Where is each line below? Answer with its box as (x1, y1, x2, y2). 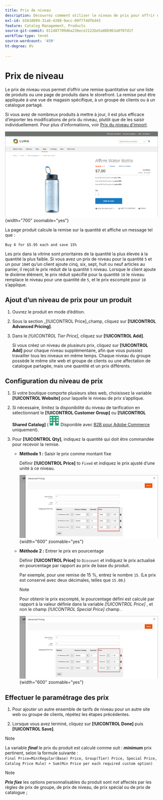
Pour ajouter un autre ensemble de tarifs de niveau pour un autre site (12, 706, 150, 712)
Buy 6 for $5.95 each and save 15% (5, 242, 77, 247)
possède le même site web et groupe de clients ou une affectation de (12, 358, 151, 364)
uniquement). (12, 427, 39, 433)
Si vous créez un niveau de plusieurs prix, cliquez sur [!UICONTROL (12, 342, 148, 348)
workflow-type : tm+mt (5, 34, 49, 38)
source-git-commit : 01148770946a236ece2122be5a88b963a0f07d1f (5, 28, 133, 34)
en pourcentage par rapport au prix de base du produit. (19, 562, 130, 568)
